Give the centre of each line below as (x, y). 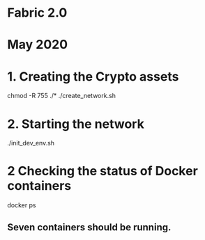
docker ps (22, 205)
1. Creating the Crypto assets (93, 76)
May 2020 (38, 45)
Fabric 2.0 (37, 13)
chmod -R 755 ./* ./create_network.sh (62, 96)
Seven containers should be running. (89, 227)
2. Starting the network (76, 124)
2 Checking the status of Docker (103, 171)
